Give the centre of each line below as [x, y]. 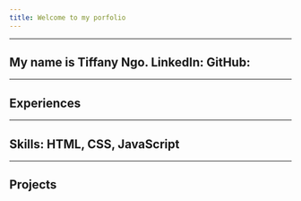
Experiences [45, 103]
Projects [33, 185]
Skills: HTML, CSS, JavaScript [95, 144]
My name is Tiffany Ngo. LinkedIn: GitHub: [130, 62]
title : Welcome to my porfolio [68, 17]
